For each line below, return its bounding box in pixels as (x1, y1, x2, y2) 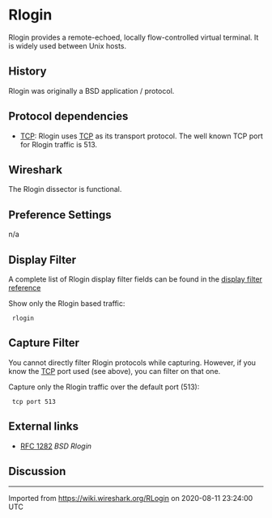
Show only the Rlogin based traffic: (8, 299, 125, 308)
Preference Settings (8, 208, 112, 222)
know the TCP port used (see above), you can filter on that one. (8, 366, 221, 376)
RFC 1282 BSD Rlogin (19, 441, 91, 451)
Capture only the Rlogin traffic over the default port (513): (8, 382, 200, 392)
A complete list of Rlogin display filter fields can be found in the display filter (8, 274, 263, 284)
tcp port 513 (11, 397, 57, 405)
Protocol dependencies (8, 109, 129, 123)
